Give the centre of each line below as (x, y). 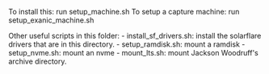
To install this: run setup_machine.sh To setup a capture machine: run (124, 12)
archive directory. (38, 61)
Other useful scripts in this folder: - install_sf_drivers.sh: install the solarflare (135, 36)
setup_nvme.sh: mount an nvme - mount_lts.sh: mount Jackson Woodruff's (133, 53)
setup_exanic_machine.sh (51, 20)
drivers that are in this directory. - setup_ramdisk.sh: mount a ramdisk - (127, 44)
